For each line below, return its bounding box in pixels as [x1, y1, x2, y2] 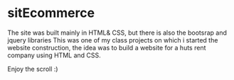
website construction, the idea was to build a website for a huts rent [7, 43, 206, 52]
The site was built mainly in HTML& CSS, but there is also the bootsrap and [7, 28, 228, 37]
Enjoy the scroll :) [7, 64, 58, 73]
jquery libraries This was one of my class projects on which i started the [7, 35, 218, 44]
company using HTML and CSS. [7, 51, 101, 59]
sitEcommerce [7, 5, 95, 21]
